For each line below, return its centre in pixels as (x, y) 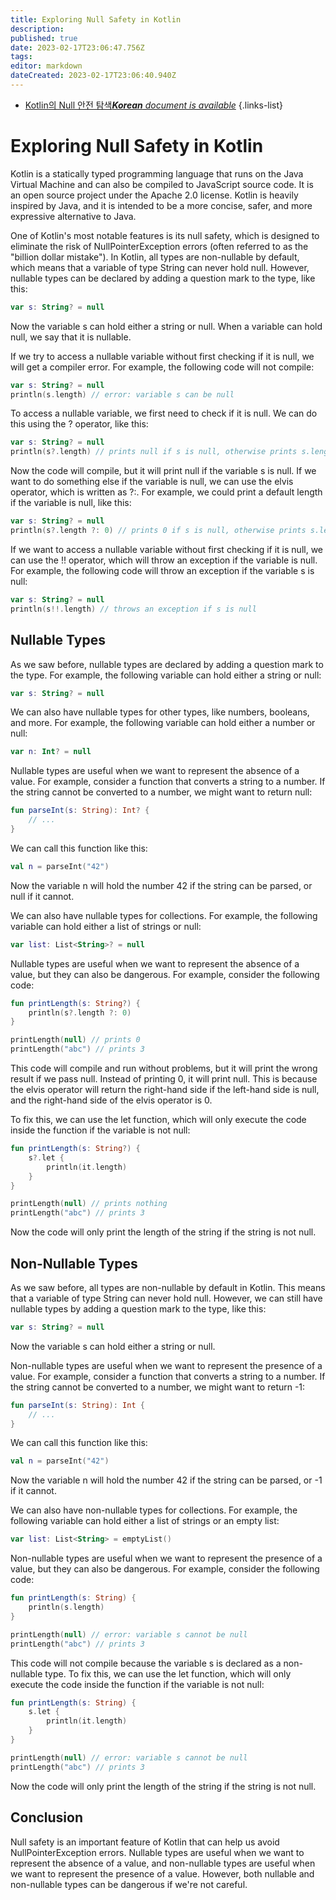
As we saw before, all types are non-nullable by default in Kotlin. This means (168, 1287)
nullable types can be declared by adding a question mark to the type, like (163, 278)
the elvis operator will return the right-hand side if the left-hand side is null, (165, 1089)
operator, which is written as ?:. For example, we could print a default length (166, 492)
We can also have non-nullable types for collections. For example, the (154, 1510)
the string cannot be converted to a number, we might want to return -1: (158, 1387)
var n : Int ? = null (51, 752)
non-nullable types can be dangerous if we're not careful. (129, 1884)
